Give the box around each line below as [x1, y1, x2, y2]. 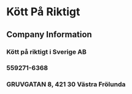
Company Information [6, 29, 92, 40]
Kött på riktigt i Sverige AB [6, 48, 87, 56]
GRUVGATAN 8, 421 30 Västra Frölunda [6, 80, 126, 89]
